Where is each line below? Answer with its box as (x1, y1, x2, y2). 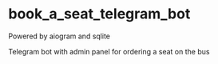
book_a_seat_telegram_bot (8, 5, 191, 23)
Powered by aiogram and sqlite (8, 31, 110, 41)
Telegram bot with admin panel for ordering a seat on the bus (8, 46, 210, 56)
